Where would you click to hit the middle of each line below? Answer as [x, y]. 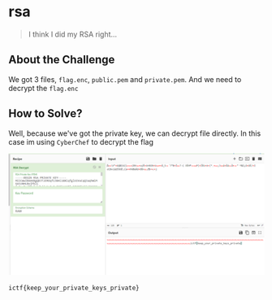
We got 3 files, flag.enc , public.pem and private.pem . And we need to [125, 79]
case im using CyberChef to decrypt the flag [81, 141]
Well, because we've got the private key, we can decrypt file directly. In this [135, 133]
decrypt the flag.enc [43, 88]
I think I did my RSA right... [73, 34]
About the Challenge [62, 60]
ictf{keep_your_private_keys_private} [74, 288]
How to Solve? [45, 113]
